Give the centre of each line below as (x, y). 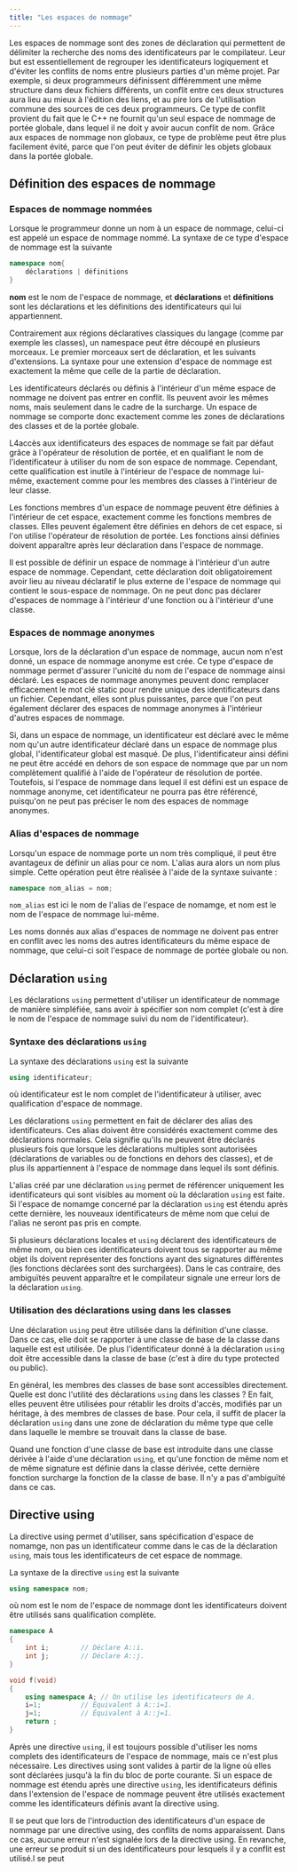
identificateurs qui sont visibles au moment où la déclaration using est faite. (147, 1194)
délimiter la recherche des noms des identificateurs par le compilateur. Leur (148, 52)
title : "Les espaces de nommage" (71, 17)
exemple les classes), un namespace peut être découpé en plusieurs (135, 342)
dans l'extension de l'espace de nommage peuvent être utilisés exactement (147, 1794)
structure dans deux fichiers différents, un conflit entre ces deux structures (146, 90)
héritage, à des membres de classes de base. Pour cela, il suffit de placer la (148, 1413)
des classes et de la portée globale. (74, 425)
